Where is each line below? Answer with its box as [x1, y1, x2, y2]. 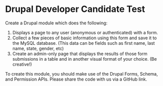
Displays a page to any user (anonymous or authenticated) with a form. [12, 29, 158, 35]
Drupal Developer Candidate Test [5, 3, 145, 15]
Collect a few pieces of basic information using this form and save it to [12, 35, 157, 41]
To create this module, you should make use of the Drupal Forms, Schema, [5, 71, 158, 77]
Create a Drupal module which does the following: [5, 20, 108, 26]
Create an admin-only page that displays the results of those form [12, 51, 148, 57]
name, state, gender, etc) [12, 45, 64, 51]
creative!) [12, 61, 32, 67]
